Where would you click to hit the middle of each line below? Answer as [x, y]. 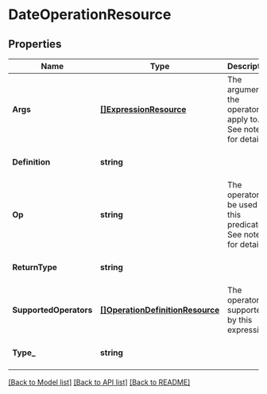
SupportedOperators [52, 310]
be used [242, 205]
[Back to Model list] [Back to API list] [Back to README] [99, 382]
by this [240, 320]
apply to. [243, 119]
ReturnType [35, 267]
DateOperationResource [90, 15]
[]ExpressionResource [143, 109]
